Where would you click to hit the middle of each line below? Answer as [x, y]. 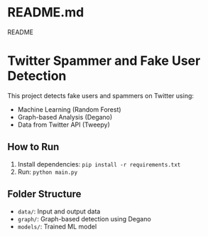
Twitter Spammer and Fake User [104, 61]
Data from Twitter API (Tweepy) [64, 125]
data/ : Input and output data [59, 211]
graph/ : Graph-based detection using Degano [84, 218]
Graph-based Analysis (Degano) [65, 117]
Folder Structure [44, 194]
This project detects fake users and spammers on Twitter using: [100, 95]
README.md [46, 12]
